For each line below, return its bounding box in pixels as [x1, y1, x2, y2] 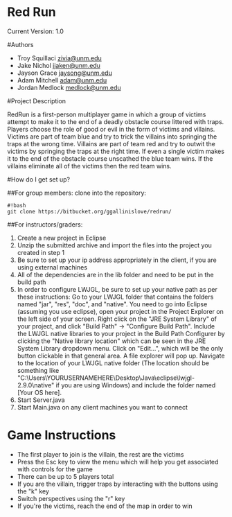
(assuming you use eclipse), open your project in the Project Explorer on [17, 307, 224, 315]
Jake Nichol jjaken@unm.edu [17, 61, 100, 69]
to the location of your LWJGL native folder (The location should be [17, 358, 210, 367]
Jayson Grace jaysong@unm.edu [17, 69, 112, 77]
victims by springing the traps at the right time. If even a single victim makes [7, 147, 225, 155]
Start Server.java [17, 396, 65, 404]
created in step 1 [17, 248, 64, 256]
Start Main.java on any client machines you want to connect [17, 403, 188, 411]
